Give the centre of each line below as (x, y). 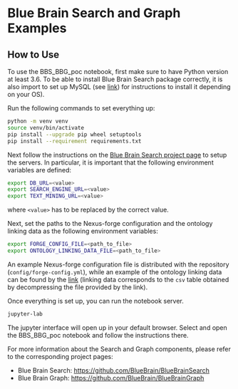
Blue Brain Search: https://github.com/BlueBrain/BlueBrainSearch (114, 370)
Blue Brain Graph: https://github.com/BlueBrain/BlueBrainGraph (111, 378)
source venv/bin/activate (46, 128)
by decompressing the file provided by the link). (78, 287)
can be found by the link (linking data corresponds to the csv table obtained (118, 279)
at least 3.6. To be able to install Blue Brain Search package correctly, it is (115, 79)
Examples (37, 28)
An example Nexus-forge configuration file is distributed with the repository (118, 264)
